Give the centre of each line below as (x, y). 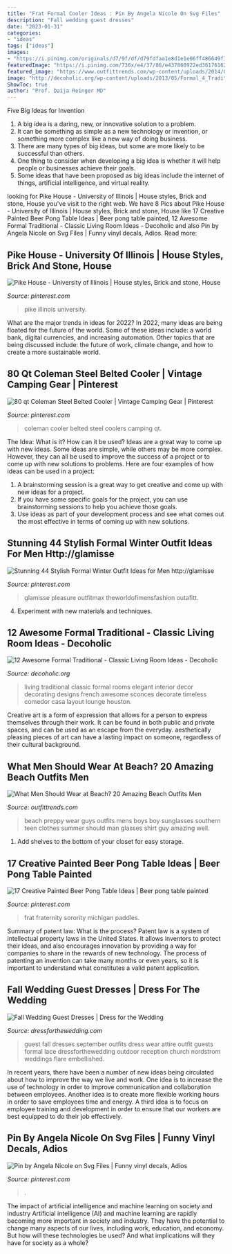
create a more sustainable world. (54, 352)
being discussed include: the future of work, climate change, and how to (110, 344)
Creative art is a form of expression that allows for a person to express (107, 715)
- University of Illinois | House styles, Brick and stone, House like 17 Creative (116, 211)
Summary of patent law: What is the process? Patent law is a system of (108, 931)
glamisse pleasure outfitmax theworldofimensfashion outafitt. (111, 597)
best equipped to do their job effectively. (65, 1116)
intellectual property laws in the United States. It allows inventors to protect (114, 938)
